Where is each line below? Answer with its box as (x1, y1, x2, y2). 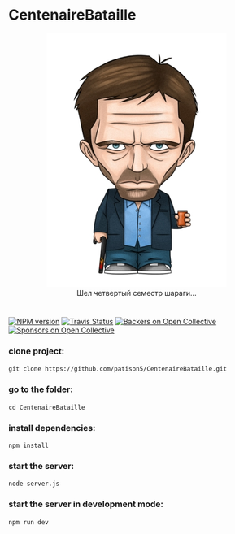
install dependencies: (8, 422, 96, 433)
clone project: (8, 345, 65, 357)
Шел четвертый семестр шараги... (76, 288, 197, 297)
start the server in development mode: (8, 498, 164, 510)
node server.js (8, 480, 60, 488)
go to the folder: (8, 384, 73, 395)
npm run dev (8, 518, 49, 526)
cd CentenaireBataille (8, 403, 85, 411)
